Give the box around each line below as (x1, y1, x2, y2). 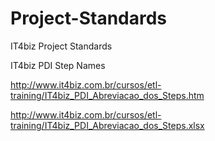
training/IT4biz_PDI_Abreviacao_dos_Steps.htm (10, 89, 205, 101)
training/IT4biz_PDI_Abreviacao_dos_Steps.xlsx (10, 119, 205, 131)
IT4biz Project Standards (10, 40, 113, 52)
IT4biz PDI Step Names (10, 59, 106, 71)
